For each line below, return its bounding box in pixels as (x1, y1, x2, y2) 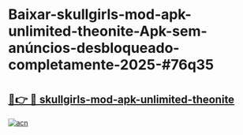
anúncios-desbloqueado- (8, 39, 180, 57)
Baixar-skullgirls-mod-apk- (8, 6, 192, 24)
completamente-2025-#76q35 (8, 56, 215, 74)
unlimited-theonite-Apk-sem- (8, 22, 207, 40)
